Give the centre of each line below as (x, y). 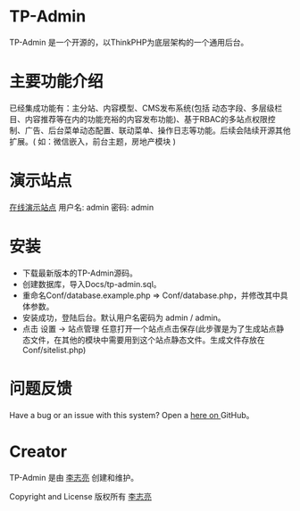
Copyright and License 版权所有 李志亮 (80, 496)
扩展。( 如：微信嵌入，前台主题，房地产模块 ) (93, 141)
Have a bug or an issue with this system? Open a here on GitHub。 (132, 415)
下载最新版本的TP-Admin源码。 (80, 273)
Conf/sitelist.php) (54, 350)
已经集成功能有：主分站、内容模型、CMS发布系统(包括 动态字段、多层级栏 (146, 108)
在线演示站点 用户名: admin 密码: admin (82, 207)
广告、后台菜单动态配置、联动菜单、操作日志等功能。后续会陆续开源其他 (158, 130)
